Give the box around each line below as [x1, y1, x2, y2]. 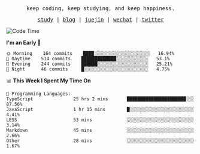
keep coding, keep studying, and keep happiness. [26, 5, 175, 11]
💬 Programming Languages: [6, 91, 71, 97]
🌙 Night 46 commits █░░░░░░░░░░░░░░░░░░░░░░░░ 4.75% [6, 66, 170, 72]
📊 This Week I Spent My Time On [6, 77, 91, 84]
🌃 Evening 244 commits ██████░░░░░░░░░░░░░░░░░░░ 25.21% [6, 61, 172, 67]
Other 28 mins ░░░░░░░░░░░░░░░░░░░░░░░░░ [6, 138, 195, 144]
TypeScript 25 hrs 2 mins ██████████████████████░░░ [6, 96, 195, 102]
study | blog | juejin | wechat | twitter [37, 16, 164, 23]
